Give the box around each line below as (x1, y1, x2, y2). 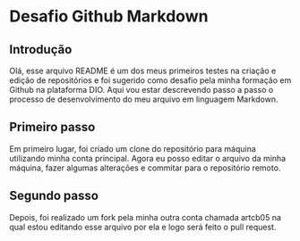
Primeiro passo (9, 120, 96, 135)
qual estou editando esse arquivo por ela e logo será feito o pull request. (9, 221, 277, 232)
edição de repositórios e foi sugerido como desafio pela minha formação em (9, 75, 292, 86)
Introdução (9, 42, 73, 57)
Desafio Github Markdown (9, 6, 209, 27)
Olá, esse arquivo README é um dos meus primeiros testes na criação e (9, 65, 277, 76)
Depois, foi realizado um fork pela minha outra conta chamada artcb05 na (9, 212, 282, 222)
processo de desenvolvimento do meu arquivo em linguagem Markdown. (9, 94, 279, 104)
